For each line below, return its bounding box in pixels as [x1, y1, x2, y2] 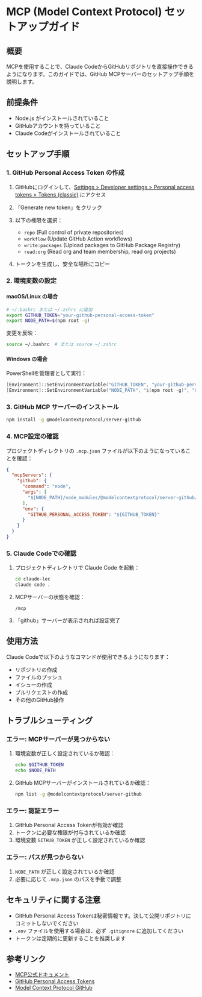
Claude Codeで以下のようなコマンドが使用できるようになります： [6, 653, 170, 660]
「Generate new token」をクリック [14, 204, 102, 211]
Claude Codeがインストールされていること [14, 130, 121, 137]
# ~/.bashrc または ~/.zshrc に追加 [6, 306, 93, 313]
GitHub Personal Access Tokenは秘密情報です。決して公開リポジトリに [14, 912, 191, 919]
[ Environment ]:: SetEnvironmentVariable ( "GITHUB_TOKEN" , [6, 382, 149, 388]
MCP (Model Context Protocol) [6, 5, 162, 19]
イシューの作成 [14, 681, 52, 688]
